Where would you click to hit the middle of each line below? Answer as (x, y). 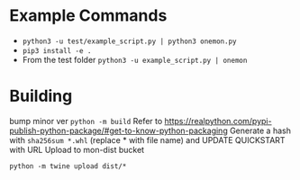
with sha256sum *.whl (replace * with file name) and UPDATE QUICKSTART (147, 139)
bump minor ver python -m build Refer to (86, 121)
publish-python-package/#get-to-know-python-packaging (118, 130)
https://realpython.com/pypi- (218, 121)
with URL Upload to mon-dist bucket (77, 149)
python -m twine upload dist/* (68, 166)
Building (41, 96)
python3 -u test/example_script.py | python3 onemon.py (129, 41)
